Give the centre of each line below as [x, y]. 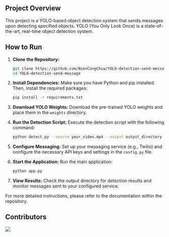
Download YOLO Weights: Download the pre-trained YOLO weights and [88, 107]
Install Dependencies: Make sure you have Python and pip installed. [84, 83]
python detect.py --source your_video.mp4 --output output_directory [87, 137]
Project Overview [33, 8]
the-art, [13, 31]
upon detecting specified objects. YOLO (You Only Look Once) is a [74, 26]
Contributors [26, 217]
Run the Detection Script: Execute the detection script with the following [88, 122]
